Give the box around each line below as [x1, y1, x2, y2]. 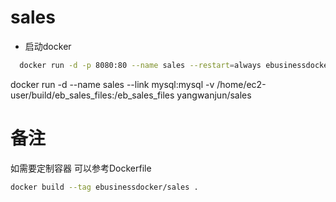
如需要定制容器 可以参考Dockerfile [10, 162, 152, 174]
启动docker [24, 40, 72, 52]
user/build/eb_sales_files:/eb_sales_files [10, 89, 175, 101]
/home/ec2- [216, 78, 267, 90]
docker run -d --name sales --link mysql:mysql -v [10, 78, 215, 90]
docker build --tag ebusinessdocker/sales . [10, 182, 199, 192]
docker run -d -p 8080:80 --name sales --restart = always [19, 60, 262, 70]
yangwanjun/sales [176, 89, 252, 101]
